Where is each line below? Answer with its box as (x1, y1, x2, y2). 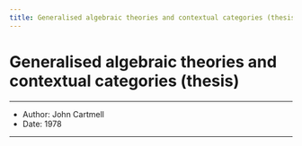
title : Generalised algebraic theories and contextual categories (9, 13, 263, 22)
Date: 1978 (22, 118, 62, 129)
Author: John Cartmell (22, 108, 105, 119)
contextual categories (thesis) (9, 71, 240, 90)
